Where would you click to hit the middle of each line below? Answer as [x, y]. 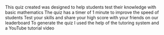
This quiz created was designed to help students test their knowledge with [81, 7]
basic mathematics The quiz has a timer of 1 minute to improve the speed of [82, 12]
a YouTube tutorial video [30, 28]
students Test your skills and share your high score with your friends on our [82, 17]
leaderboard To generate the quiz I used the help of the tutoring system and [82, 23]
